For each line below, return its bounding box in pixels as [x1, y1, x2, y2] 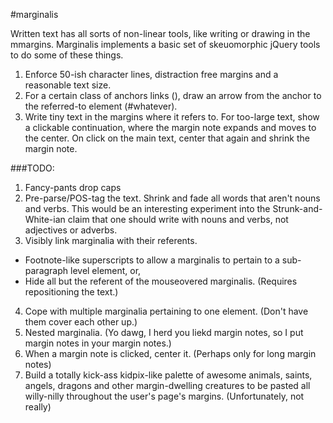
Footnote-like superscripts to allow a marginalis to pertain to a [24, 254, 280, 266]
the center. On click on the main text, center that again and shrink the [24, 132, 310, 144]
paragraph [24, 265, 69, 276]
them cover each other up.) [24, 316, 138, 328]
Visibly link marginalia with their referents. [24, 235, 198, 246]
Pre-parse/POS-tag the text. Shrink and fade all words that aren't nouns [24, 192, 321, 204]
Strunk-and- [272, 203, 323, 214]
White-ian [24, 214, 66, 225]
